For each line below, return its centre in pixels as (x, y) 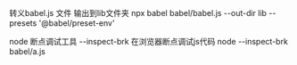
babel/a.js (28, 51)
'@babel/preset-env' (77, 23)
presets (23, 23)
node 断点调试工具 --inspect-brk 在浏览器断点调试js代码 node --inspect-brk (148, 41)
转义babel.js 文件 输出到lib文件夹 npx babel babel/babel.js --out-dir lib (138, 13)
